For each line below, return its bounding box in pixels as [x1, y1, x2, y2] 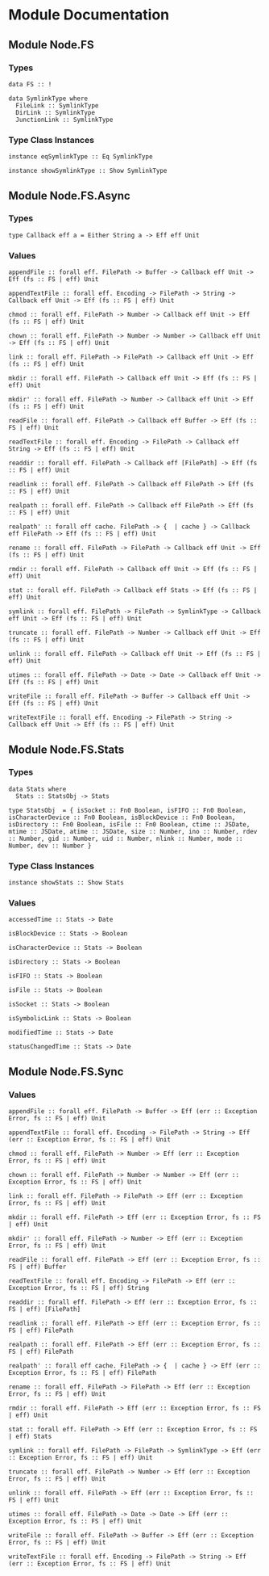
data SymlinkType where [8, 95, 89, 103]
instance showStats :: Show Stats [8, 879, 125, 887]
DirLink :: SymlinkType [15, 108, 95, 116]
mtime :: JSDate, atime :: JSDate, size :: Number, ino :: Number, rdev [8, 827, 258, 835]
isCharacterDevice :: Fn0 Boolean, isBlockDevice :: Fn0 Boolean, [8, 813, 236, 822]
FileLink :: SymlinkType [15, 101, 99, 110]
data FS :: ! [8, 80, 52, 88]
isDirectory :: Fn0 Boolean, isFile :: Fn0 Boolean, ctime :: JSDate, [8, 820, 250, 829]
